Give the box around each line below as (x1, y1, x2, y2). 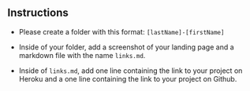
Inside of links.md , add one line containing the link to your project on (18, 66, 243, 75)
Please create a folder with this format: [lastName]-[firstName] (18, 27, 225, 36)
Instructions (7, 6, 69, 20)
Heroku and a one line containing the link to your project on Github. (18, 74, 237, 83)
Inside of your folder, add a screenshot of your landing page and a (18, 42, 234, 52)
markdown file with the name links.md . (18, 50, 146, 60)
